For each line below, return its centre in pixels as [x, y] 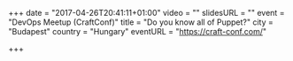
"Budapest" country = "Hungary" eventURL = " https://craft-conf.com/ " [138, 31]
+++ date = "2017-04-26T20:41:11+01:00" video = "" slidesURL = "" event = [146, 13]
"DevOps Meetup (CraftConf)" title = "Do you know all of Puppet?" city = [141, 22]
